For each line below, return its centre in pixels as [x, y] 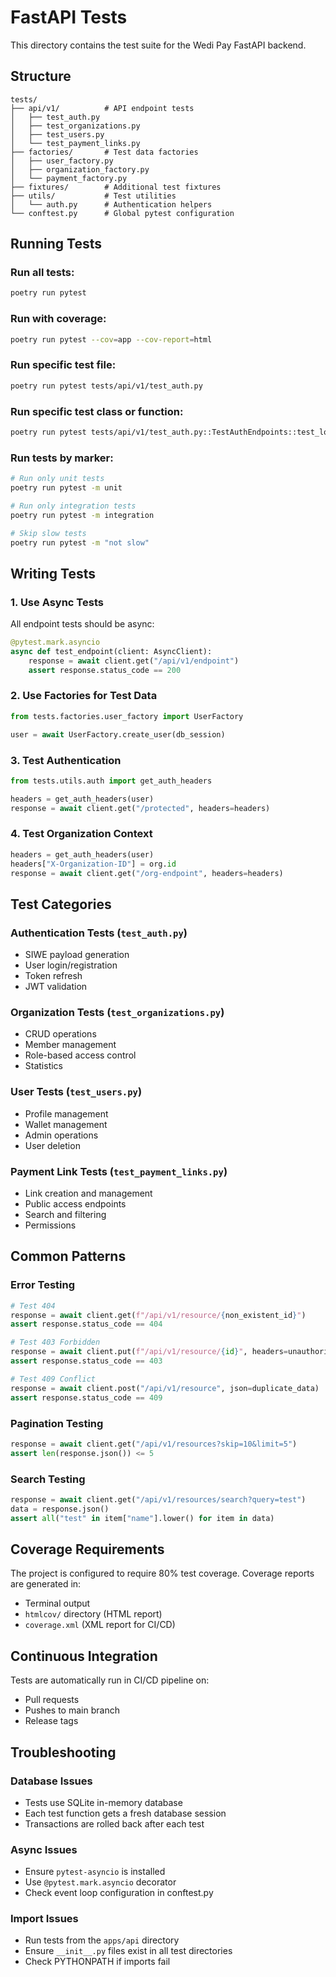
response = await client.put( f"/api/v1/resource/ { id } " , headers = [149, 1352]
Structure [41, 76]
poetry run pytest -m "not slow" [80, 542]
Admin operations [61, 1135]
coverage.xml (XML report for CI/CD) [100, 1625]
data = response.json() [60, 1509]
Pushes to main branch [72, 1710]
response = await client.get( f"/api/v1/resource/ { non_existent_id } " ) [158, 1315]
